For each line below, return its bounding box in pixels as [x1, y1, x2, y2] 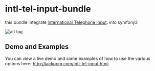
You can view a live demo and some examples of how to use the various [5, 56, 151, 61]
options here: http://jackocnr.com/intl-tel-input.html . [5, 60, 110, 66]
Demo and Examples [5, 43, 69, 51]
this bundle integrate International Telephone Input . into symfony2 [5, 19, 138, 25]
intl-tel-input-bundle [5, 3, 91, 14]
